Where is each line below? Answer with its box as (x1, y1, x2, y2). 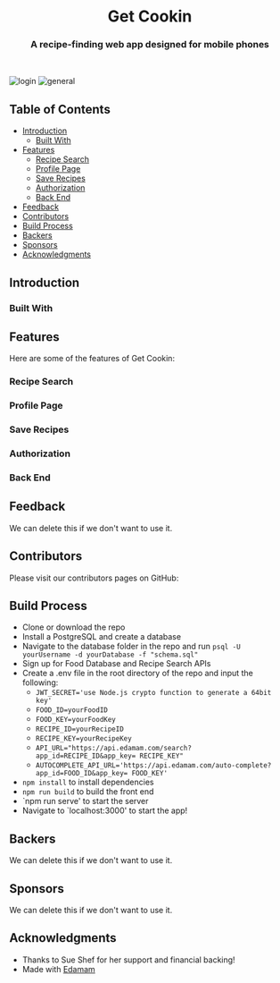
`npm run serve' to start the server (21, 796, 149, 807)
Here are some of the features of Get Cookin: (9, 353, 176, 364)
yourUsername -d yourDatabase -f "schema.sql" (21, 650, 199, 659)
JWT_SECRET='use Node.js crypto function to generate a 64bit (35, 689, 272, 698)
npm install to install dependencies (21, 776, 154, 788)
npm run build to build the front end (21, 786, 154, 797)
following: (21, 677, 59, 688)
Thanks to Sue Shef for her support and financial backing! (21, 954, 235, 965)
